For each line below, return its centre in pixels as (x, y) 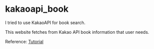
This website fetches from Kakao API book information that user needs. (77, 32)
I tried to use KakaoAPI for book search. (45, 23)
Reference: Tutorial (24, 41)
